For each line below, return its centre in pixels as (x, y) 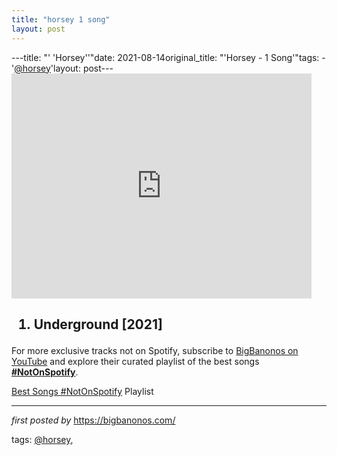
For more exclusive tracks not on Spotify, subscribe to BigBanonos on (155, 350)
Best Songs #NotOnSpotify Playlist (82, 391)
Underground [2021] (98, 324)
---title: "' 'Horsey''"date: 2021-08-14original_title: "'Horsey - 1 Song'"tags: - (168, 57)
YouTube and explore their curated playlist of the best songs (135, 361)
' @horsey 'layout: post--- (62, 68)
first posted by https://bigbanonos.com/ (93, 420)
